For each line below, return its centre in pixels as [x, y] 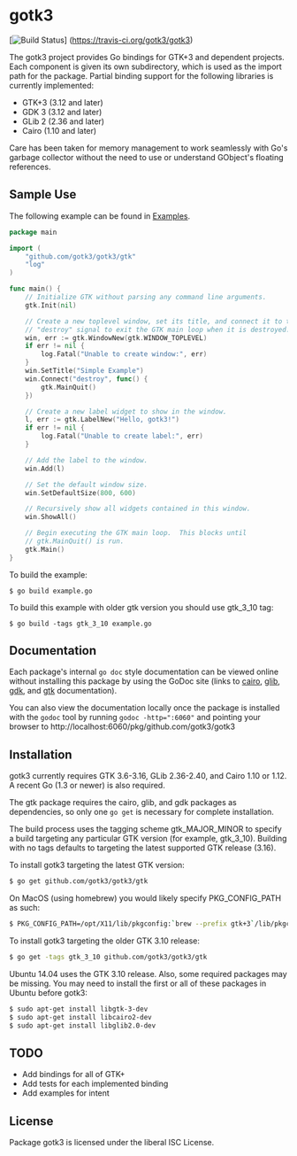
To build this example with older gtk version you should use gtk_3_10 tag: [141, 607]
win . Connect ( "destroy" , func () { [87, 379]
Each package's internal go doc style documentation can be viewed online [144, 672]
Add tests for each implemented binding [95, 1084]
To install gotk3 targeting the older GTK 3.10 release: [105, 941]
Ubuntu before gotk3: [49, 992]
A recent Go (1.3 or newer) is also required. [87, 786]
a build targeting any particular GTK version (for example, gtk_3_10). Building [148, 839]
